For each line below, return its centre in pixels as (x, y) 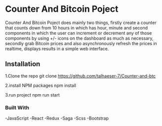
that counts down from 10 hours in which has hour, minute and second (77, 27)
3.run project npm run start (32, 95)
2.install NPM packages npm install (41, 85)
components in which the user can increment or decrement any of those (79, 33)
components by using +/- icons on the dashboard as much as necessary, (79, 38)
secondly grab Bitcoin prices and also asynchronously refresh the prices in (81, 43)
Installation (23, 64)
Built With (17, 107)
